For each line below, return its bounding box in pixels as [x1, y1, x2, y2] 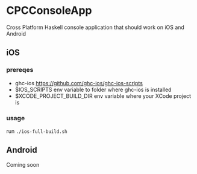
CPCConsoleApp [6, 4, 92, 18]
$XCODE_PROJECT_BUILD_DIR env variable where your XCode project [14, 92, 192, 100]
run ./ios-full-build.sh [6, 127, 67, 135]
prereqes [6, 66, 34, 74]
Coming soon [6, 161, 40, 168]
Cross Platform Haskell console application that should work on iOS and [6, 24, 185, 31]
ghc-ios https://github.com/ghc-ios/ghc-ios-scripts [14, 79, 143, 86]
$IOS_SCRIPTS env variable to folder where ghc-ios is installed [14, 86, 172, 93]
